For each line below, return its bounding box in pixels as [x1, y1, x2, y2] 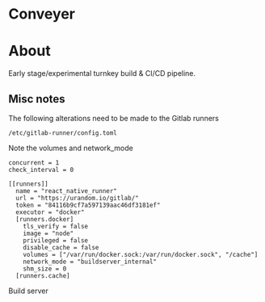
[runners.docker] [15, 215, 74, 223]
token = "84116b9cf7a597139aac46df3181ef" [15, 201, 161, 209]
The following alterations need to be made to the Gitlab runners [8, 113, 220, 123]
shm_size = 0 [23, 264, 67, 273]
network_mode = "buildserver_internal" [23, 258, 158, 266]
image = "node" [23, 229, 74, 237]
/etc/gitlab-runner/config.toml [8, 128, 117, 137]
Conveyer [8, 5, 75, 23]
